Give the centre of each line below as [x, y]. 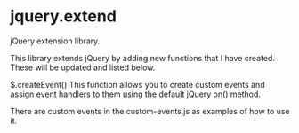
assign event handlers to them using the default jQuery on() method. [136, 94]
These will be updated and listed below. [83, 67]
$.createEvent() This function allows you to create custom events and [137, 84]
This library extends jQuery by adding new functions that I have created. [142, 58]
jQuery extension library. [55, 41]
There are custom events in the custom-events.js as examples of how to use [150, 111]
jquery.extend [63, 16]
